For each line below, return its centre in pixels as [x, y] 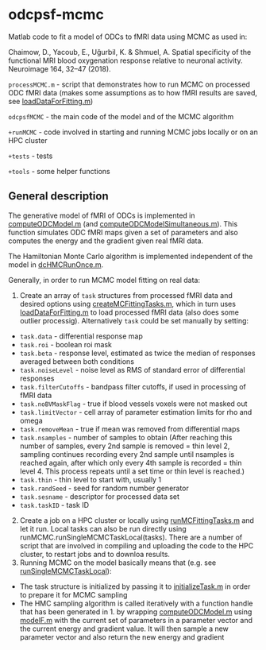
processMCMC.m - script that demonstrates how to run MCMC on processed [129, 84]
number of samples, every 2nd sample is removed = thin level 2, [125, 446]
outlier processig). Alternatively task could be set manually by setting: [134, 320]
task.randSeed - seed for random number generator [104, 488]
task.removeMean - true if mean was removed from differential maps [130, 429]
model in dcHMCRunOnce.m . [56, 265]
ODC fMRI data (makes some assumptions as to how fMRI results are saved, [133, 92]
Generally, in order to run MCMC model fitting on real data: [104, 280]
